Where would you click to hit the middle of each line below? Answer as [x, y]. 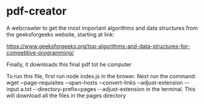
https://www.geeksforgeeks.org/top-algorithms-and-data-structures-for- [98, 46]
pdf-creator [37, 11]
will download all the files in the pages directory [66, 95]
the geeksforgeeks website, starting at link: [60, 34]
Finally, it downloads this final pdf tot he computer [69, 64]
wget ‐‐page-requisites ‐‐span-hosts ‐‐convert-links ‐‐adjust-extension [95, 83]
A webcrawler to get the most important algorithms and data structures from [102, 28]
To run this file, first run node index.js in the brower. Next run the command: [101, 76]
